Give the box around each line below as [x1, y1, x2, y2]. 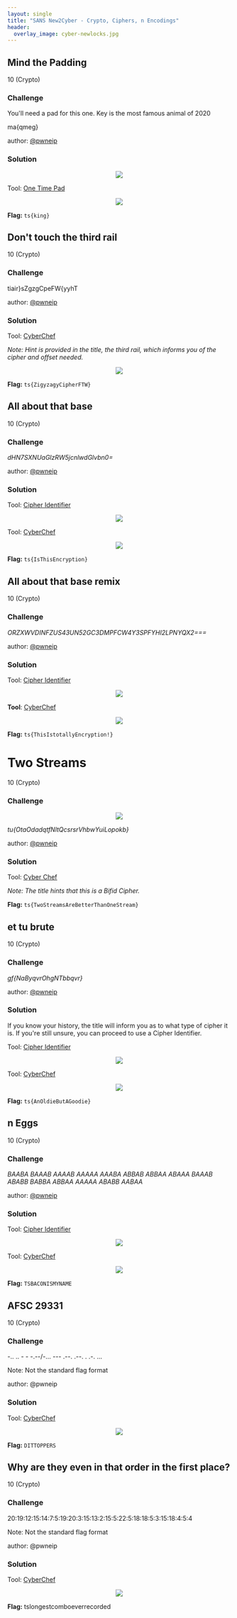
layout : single [7, 10, 53, 18]
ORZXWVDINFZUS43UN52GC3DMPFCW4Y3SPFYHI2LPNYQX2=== [7, 628, 207, 637]
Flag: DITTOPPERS [7, 1441, 57, 1449]
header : [7, 23, 31, 31]
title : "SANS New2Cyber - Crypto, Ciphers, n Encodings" [7, 17, 180, 24]
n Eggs [7, 1117, 39, 1129]
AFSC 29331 [7, 1299, 64, 1311]
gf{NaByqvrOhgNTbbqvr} [7, 974, 83, 982]
